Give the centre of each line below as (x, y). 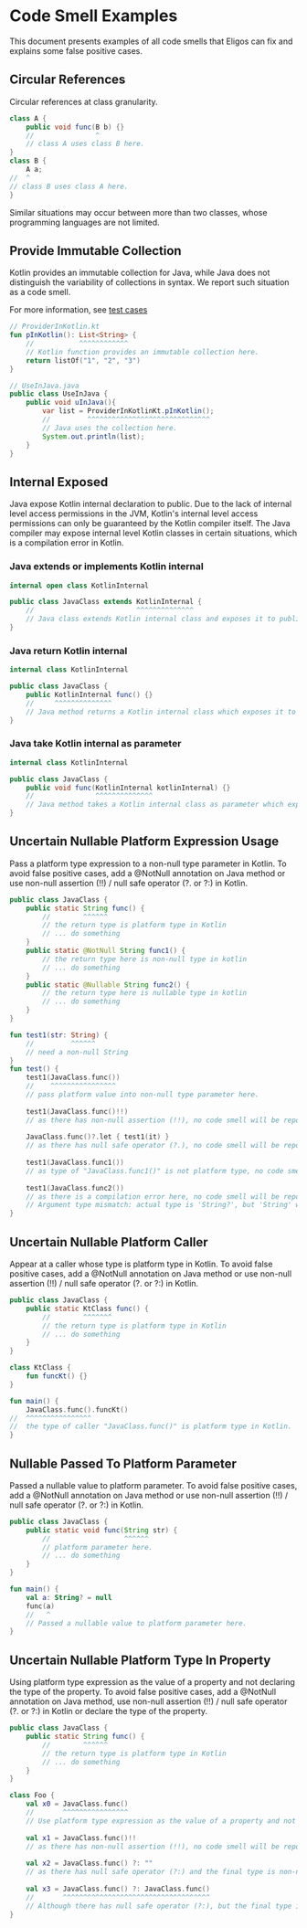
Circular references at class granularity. (84, 101)
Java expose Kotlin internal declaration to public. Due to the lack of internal (151, 504)
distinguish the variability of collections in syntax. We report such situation (149, 282)
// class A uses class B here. (85, 144)
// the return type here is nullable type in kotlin (145, 993)
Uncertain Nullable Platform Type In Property (140, 1660)
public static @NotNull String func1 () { (106, 951)
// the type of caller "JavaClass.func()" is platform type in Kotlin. (151, 1426)
